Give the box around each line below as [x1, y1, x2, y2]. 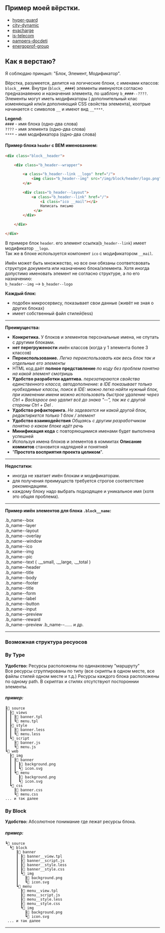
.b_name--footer [5, 580, 39, 585]
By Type [5, 651, 26, 658]
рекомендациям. [12, 483, 48, 489]
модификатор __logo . [5, 245, 50, 251]
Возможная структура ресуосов [5, 639, 87, 645]
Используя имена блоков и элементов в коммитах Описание [12, 438, 142, 444]
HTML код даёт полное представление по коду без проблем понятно [12, 365, 160, 371]
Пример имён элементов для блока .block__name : [5, 507, 111, 513]
